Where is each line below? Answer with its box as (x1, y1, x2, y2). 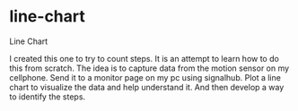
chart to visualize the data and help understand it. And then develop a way (9, 81, 285, 92)
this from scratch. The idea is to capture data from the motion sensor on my (9, 63, 290, 73)
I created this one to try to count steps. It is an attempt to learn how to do (9, 53, 280, 64)
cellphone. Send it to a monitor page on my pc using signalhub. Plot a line (9, 72, 281, 82)
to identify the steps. (9, 91, 86, 102)
